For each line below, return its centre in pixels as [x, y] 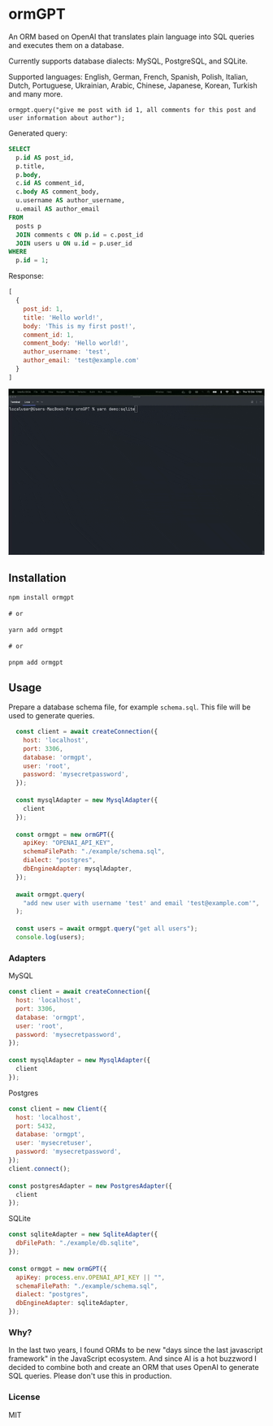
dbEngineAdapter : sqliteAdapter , [72, 1303]
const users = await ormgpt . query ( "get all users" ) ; [107, 929]
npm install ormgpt [41, 598]
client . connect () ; [39, 1168]
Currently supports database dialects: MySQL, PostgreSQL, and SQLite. [128, 61]
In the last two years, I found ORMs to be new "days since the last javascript [136, 1350]
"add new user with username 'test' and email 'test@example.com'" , [141, 903]
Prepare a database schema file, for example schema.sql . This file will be [130, 707]
